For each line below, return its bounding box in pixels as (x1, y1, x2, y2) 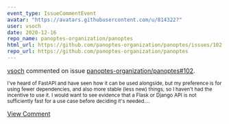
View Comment (7, 110, 51, 118)
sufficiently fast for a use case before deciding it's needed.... (7, 97, 151, 104)
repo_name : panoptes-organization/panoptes (7, 35, 134, 42)
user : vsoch (7, 22, 41, 29)
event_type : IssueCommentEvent (7, 10, 97, 17)
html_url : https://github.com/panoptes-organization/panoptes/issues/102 (7, 42, 223, 48)
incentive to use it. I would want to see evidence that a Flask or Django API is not (7, 91, 197, 99)
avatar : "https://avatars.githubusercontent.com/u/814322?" (7, 16, 183, 23)
